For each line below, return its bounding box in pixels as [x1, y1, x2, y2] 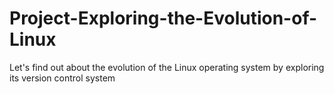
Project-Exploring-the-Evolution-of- [9, 7, 318, 30]
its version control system [9, 72, 116, 84]
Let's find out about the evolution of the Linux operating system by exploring [9, 61, 325, 73]
